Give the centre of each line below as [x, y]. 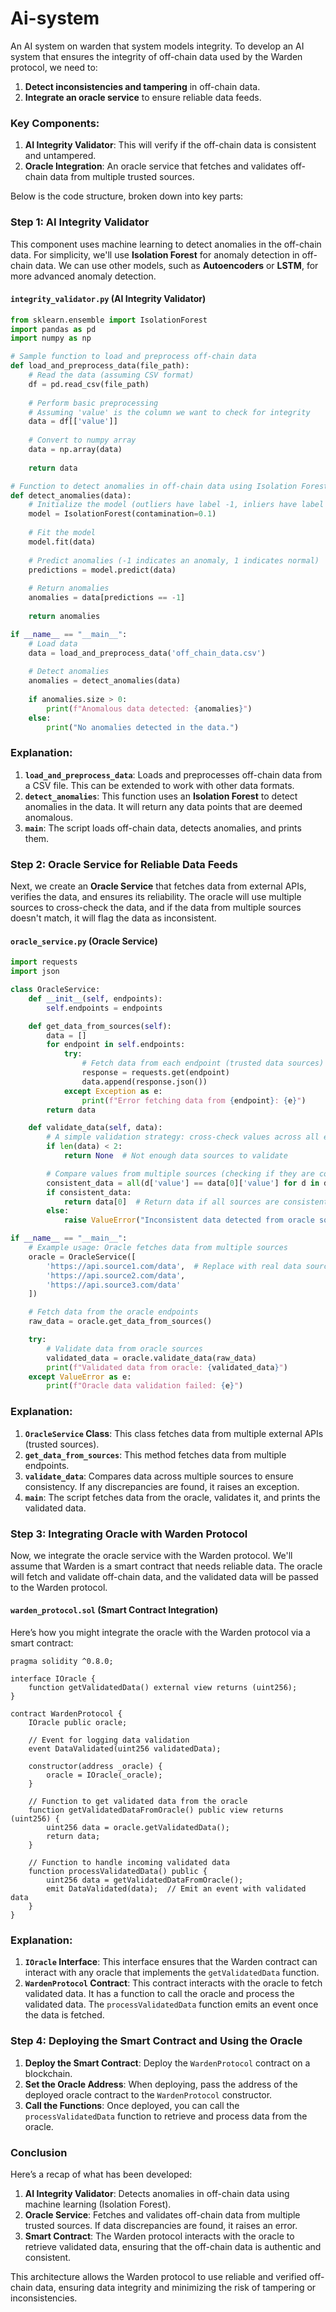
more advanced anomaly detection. [83, 276]
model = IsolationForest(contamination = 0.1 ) [122, 514]
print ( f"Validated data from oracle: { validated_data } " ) [167, 1367]
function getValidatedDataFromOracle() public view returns [156, 1810]
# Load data [53, 643]
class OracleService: [55, 990]
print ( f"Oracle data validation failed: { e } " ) [145, 1386]
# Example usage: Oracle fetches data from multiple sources [158, 1248]
